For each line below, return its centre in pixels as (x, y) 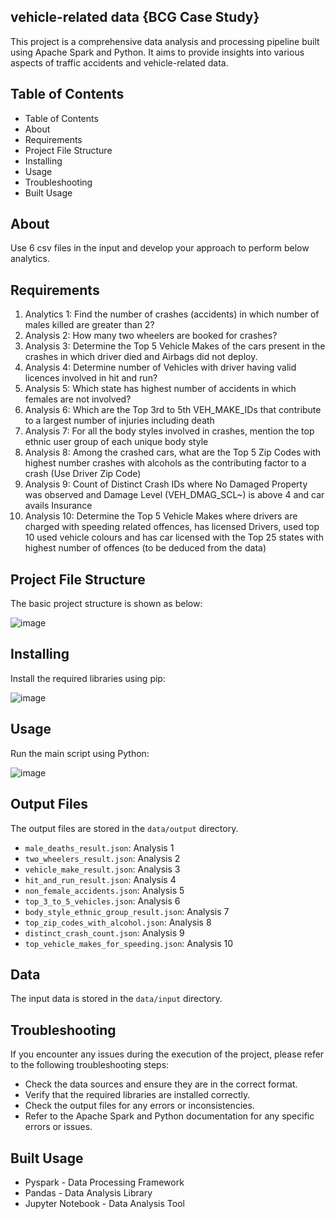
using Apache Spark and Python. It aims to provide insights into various (157, 52)
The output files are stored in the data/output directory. (124, 828)
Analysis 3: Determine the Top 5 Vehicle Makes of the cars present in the (175, 346)
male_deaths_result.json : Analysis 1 (99, 847)
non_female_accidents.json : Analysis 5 (104, 890)
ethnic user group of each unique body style (116, 442)
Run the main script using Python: (80, 753)
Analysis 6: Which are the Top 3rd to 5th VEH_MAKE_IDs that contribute (173, 410)
